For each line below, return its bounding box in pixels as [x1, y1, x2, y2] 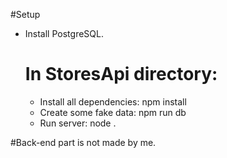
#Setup [10, 9, 41, 20]
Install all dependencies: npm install [39, 95, 187, 108]
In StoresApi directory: [24, 63, 218, 86]
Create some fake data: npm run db [39, 106, 187, 118]
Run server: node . [39, 117, 117, 129]
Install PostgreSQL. [24, 28, 104, 39]
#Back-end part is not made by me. [10, 136, 157, 148]
